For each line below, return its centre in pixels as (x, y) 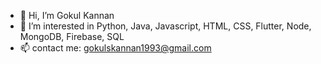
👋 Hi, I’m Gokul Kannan (67, 15)
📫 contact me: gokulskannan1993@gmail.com (115, 48)
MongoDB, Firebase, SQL (72, 36)
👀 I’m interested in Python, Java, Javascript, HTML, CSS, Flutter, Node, (165, 26)
